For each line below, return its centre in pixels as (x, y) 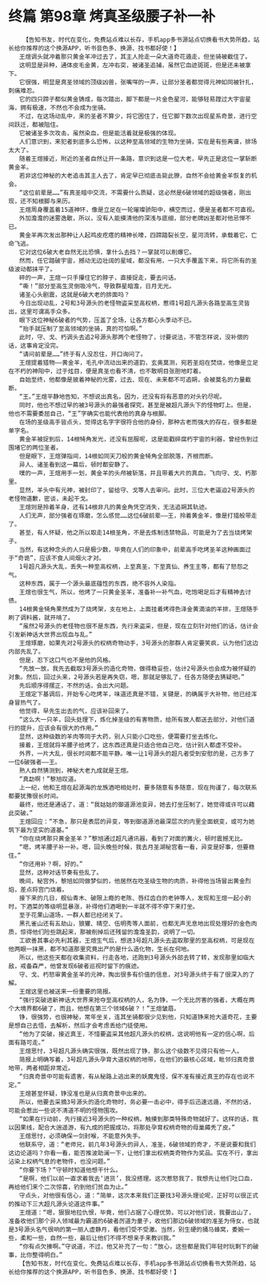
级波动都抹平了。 (32, 269)
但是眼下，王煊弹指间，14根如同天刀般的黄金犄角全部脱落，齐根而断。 (118, 456)
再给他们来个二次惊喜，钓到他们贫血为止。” (68, 1187)
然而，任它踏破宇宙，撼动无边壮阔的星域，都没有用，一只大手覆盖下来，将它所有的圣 (138, 261)
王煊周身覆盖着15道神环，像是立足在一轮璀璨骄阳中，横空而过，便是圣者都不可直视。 (138, 210)
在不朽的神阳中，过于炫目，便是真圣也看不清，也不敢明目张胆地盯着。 (107, 371)
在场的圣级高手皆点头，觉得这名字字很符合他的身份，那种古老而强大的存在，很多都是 (138, 422)
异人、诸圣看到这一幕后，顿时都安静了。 (76, 465)
